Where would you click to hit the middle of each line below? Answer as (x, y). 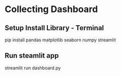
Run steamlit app (32, 56)
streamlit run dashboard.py (33, 68)
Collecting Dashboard (51, 9)
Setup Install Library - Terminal (54, 28)
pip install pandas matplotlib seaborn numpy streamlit (60, 40)
